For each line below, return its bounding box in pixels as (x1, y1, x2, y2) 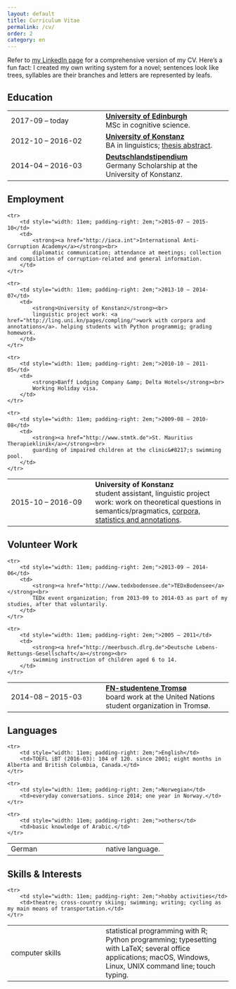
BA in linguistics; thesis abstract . (105, 140, 213, 150)
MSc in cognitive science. (105, 120, 191, 130)
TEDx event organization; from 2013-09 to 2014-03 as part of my (32, 594, 228, 601)
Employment (7, 193, 65, 205)
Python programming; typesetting (105, 935, 217, 945)
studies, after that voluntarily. (7, 601, 109, 608)
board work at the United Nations (105, 692, 216, 701)
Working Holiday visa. (32, 385, 99, 392)
